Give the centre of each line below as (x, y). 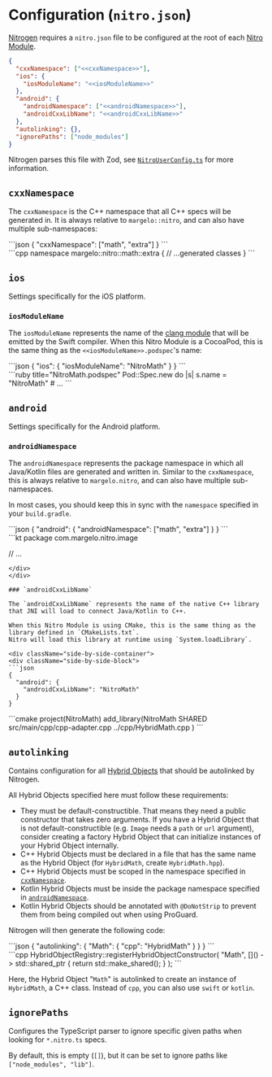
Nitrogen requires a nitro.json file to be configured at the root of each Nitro (136, 37)
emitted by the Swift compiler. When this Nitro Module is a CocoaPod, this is (136, 342)
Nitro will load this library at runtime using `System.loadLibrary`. (130, 640)
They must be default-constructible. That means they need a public (133, 811)
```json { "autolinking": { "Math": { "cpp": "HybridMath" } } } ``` (112, 946)
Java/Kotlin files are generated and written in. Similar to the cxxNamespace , (131, 472)
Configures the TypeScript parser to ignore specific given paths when (125, 1031)
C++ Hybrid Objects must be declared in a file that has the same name (138, 854)
